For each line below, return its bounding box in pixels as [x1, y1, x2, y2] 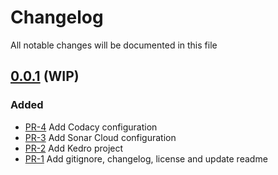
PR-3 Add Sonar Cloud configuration [24, 131, 177, 143]
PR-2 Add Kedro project [24, 142, 124, 154]
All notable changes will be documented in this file [10, 39, 218, 51]
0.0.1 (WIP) [10, 68, 80, 85]
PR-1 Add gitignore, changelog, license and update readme [24, 152, 268, 165]
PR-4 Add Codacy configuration [24, 121, 158, 133]
